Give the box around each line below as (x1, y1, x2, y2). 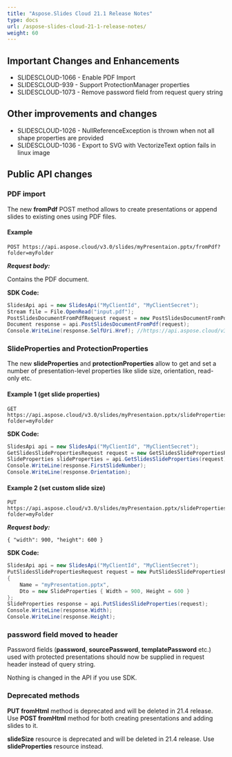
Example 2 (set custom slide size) (7, 483, 106, 492)
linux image (17, 148, 50, 156)
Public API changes (7, 169, 93, 180)
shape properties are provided (17, 133, 104, 142)
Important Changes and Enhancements (7, 55, 180, 66)
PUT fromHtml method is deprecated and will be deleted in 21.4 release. (7, 707, 213, 715)
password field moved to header (7, 630, 119, 639)
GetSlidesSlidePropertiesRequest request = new (7, 449, 147, 456)
